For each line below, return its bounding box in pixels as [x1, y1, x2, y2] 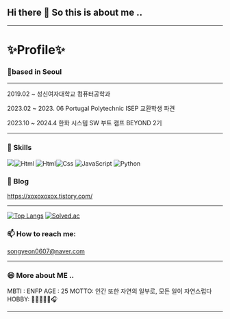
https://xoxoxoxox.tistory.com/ [7, 192, 93, 200]
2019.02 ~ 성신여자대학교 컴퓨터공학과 [7, 90, 111, 98]
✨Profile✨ [7, 42, 66, 58]
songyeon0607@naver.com [7, 247, 86, 255]
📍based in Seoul [7, 66, 62, 76]
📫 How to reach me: [7, 229, 77, 238]
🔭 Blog [7, 176, 29, 186]
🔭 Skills [7, 143, 32, 153]
